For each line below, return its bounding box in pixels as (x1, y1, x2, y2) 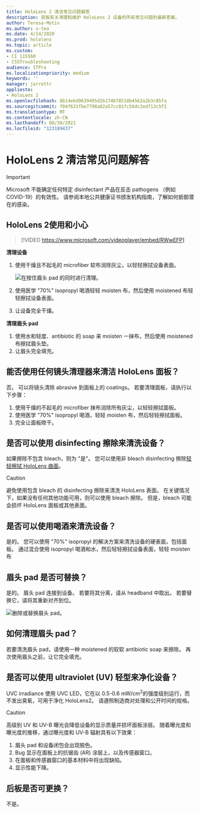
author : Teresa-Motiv (6, 20, 60, 26)
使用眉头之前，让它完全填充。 (11, 653, 85, 660)
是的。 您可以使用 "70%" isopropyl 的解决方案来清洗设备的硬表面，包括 (6, 538, 182, 545)
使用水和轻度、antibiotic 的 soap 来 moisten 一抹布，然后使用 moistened (14, 332, 193, 339)
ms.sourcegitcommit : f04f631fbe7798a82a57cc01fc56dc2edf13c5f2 (6, 103, 167, 110)
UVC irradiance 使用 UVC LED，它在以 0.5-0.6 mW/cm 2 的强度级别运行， (6, 688, 185, 697)
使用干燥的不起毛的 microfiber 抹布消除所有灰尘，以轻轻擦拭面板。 (14, 404, 180, 411)
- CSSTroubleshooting (6, 59, 60, 65)
